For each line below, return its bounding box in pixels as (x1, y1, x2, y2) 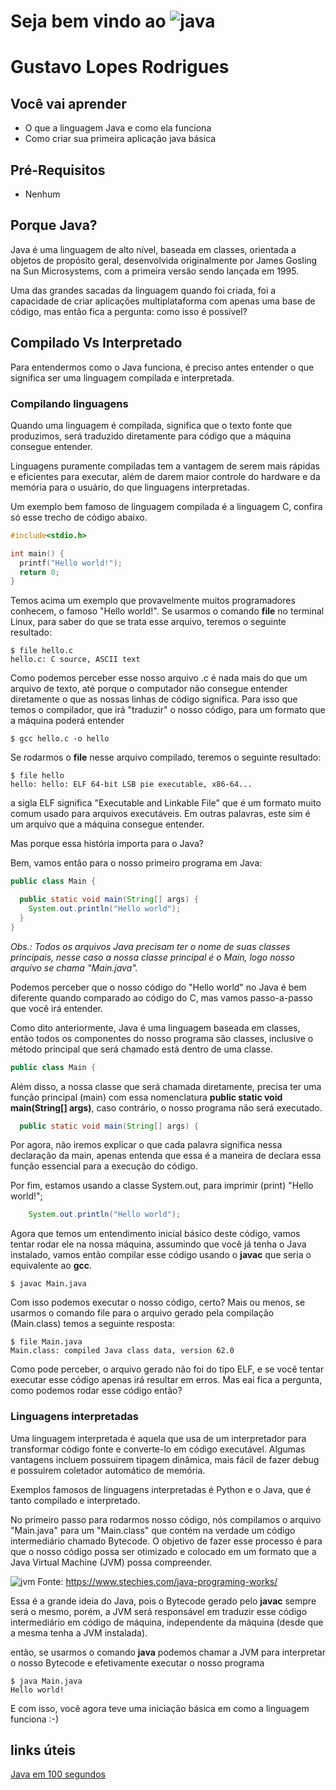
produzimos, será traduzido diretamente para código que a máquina (10, 430, 292, 442)
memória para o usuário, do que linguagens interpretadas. (10, 481, 250, 493)
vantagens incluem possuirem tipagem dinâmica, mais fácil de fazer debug (10, 1453, 320, 1465)
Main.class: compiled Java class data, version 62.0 (10, 1346, 235, 1356)
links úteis (10, 1741, 76, 1759)
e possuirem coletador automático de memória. (10, 1464, 206, 1476)
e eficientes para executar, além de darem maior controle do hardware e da (10, 470, 321, 482)
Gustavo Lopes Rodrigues (10, 56, 230, 79)
